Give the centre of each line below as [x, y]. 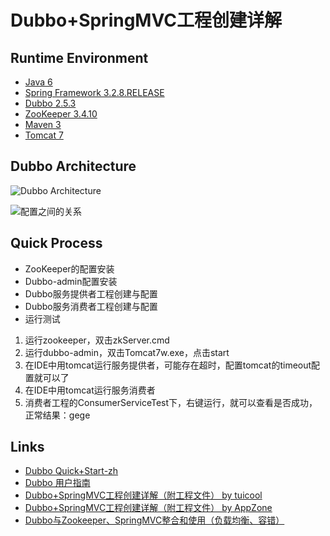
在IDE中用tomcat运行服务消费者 [90, 390]
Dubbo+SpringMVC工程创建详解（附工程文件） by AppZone [148, 508]
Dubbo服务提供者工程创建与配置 [91, 293]
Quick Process [56, 243]
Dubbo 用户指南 [57, 483]
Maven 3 [43, 124]
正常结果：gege [57, 415]
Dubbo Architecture [73, 166]
